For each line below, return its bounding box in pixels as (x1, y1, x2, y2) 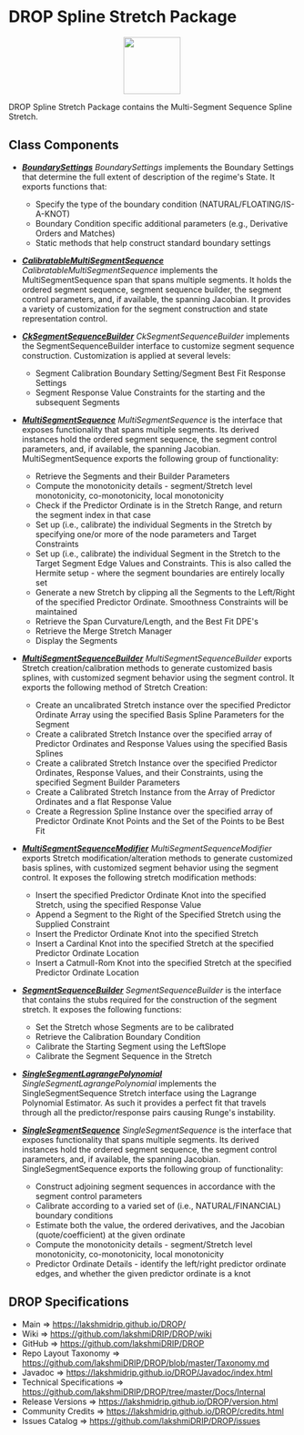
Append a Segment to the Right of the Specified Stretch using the (35, 909, 281, 920)
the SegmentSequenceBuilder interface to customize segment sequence (21, 340, 295, 351)
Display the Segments (35, 635, 118, 646)
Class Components (8, 137, 119, 153)
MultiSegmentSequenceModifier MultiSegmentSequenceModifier (21, 842, 272, 853)
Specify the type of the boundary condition (35, 198, 198, 209)
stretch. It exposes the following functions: (21, 1003, 182, 1014)
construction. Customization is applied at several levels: (21, 350, 231, 361)
